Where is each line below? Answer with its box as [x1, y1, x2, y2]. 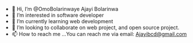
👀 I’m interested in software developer [11, 12, 104, 19]
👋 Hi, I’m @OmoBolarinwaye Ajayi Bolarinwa [11, 6, 119, 12]
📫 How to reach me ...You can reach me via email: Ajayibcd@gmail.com [11, 31, 187, 37]
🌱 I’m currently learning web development [11, 18, 114, 24]
